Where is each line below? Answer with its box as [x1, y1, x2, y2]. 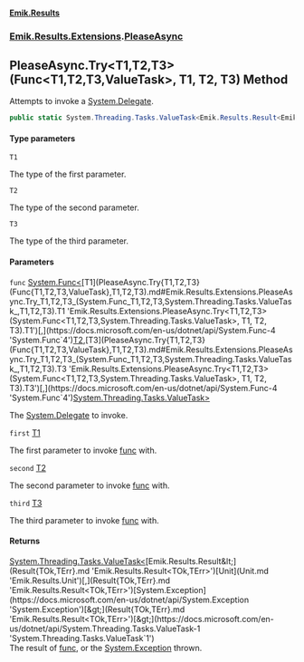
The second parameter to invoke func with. [9, 480, 170, 491]
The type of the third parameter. [9, 235, 129, 246]
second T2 [9, 462, 47, 473]
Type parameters [9, 132, 76, 144]
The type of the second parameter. [9, 202, 140, 213]
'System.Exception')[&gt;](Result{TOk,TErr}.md [9, 603, 185, 615]
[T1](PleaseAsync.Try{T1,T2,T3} [81, 276, 201, 287]
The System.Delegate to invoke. [9, 409, 128, 420]
